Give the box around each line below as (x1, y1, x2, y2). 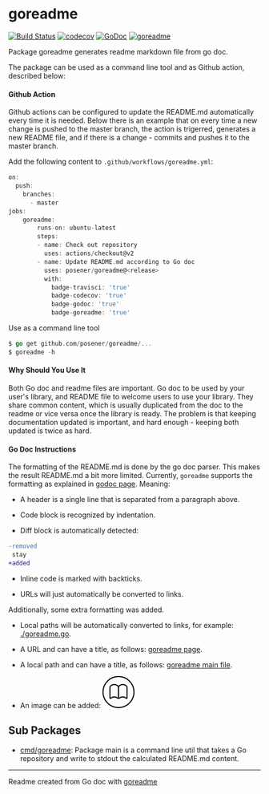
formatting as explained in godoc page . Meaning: (8, 479, 171, 489)
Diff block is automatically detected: (19, 526, 139, 536)
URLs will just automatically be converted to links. (19, 589, 184, 598)
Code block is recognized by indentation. (19, 510, 156, 520)
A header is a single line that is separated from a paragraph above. (19, 495, 240, 504)
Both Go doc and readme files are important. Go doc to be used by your (8, 383, 245, 393)
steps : (37, 233, 59, 241)
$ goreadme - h (8, 348, 56, 356)
